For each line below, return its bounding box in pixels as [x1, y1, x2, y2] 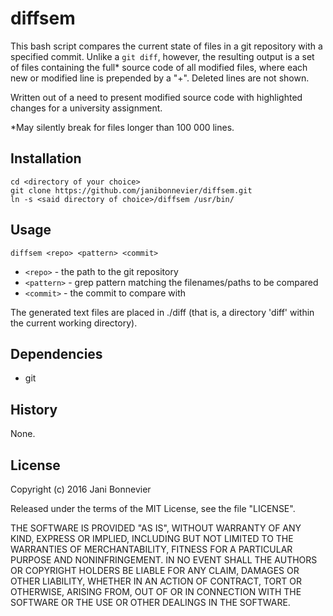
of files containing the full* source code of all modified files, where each [10, 61, 308, 73]
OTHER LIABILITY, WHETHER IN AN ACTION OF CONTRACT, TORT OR [10, 575, 302, 587]
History [10, 401, 58, 418]
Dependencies [10, 345, 103, 362]
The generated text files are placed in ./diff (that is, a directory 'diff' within [10, 306, 315, 318]
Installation [10, 150, 82, 167]
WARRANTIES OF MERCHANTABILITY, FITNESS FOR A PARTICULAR [10, 543, 293, 555]
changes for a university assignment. [10, 102, 163, 114]
